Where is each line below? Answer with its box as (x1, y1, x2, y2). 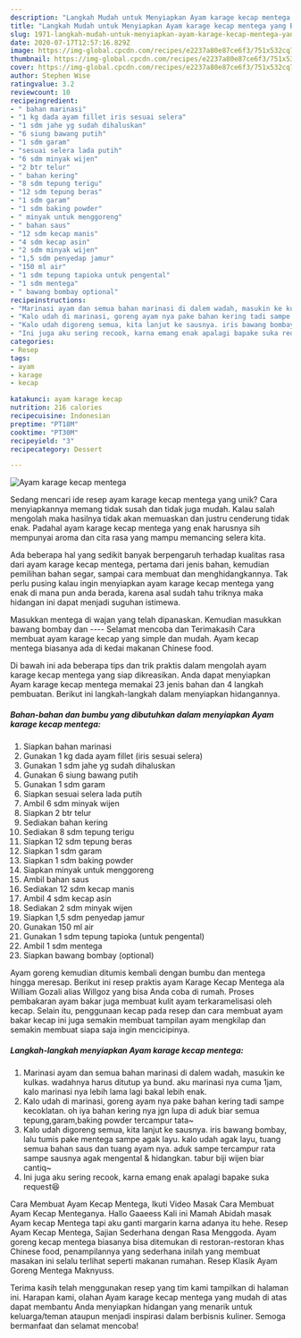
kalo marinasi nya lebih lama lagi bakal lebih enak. (22, 1087, 207, 1098)
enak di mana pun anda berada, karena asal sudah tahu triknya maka (10, 587, 263, 599)
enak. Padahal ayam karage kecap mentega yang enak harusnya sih (10, 523, 261, 534)
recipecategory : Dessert (10, 444, 103, 454)
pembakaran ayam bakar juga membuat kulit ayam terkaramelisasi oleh (10, 996, 272, 1006)
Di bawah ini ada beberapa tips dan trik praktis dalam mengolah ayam (10, 661, 267, 671)
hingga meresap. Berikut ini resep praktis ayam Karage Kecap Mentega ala (10, 977, 285, 988)
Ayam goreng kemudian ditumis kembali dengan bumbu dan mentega (10, 967, 266, 979)
